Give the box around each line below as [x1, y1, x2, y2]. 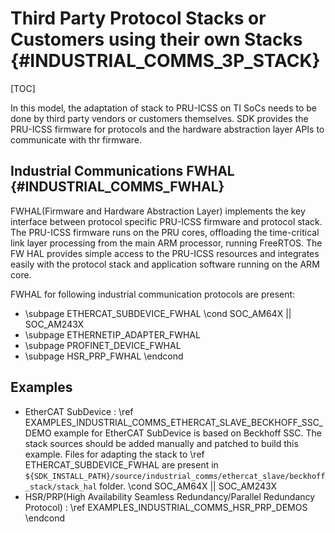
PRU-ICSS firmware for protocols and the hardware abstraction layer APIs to [10, 123, 325, 135]
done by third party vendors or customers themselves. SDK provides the [10, 112, 309, 124]
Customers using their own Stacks [10, 28, 303, 51]
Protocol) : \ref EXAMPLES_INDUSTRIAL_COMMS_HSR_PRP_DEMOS [24, 501, 308, 513]
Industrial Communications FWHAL [10, 163, 235, 180]
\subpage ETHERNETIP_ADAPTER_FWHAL [24, 328, 201, 341]
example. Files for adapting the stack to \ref [24, 448, 205, 460]
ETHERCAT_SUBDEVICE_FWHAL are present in [24, 458, 219, 471]
